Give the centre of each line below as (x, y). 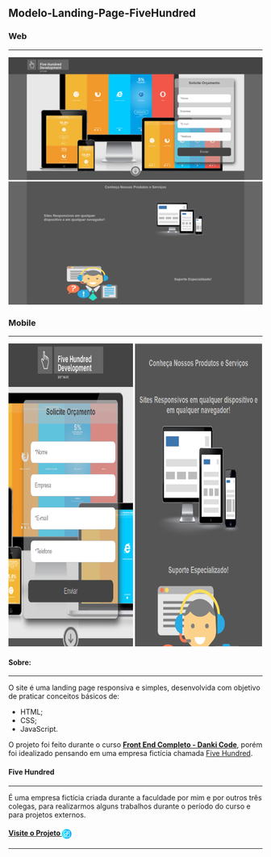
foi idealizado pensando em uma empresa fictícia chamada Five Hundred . (131, 754)
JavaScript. (39, 729)
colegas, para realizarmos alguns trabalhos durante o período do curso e (130, 806)
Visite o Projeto (35, 833)
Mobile (22, 322)
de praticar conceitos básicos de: (64, 696)
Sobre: (20, 662)
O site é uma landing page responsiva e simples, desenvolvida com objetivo (134, 688)
